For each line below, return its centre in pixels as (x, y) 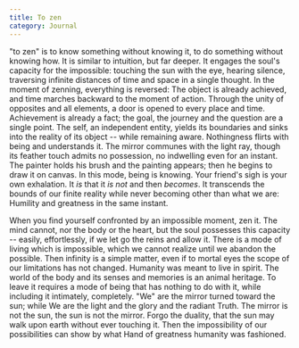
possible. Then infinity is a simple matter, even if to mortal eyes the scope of (149, 258)
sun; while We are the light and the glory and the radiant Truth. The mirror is (149, 305)
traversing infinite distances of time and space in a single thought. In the (142, 79)
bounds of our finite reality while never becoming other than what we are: (144, 194)
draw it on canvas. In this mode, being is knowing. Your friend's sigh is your (148, 174)
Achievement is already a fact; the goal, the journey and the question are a (146, 118)
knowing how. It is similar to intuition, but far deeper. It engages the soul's (145, 61)
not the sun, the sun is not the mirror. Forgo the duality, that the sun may (142, 315)
